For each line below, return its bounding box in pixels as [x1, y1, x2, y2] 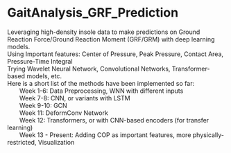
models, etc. [26, 71, 62, 80]
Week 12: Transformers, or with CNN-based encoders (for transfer [19, 116, 209, 124]
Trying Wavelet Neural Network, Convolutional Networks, [7, 64, 171, 73]
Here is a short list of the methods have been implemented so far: [7, 79, 195, 87]
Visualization [37, 138, 75, 146]
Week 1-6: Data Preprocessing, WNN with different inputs [19, 87, 184, 95]
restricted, [7, 138, 37, 146]
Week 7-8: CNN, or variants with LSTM [19, 93, 130, 102]
